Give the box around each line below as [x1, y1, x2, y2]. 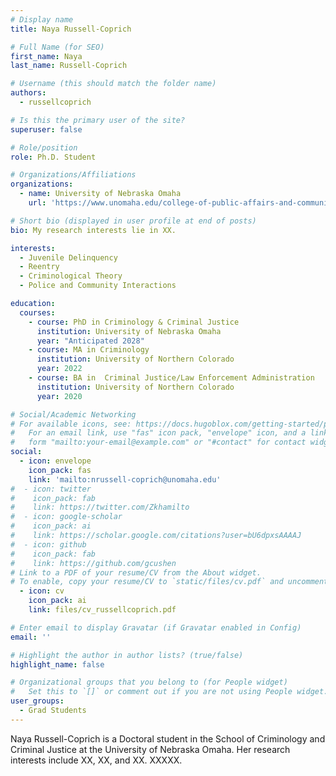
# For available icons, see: [10, 419, 132, 429]
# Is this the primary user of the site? [10, 115, 186, 125]
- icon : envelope [19, 456, 92, 466]
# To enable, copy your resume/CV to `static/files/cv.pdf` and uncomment [10, 577, 329, 587]
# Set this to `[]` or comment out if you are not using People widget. [10, 687, 329, 697]
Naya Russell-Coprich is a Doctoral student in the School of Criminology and [10, 732, 326, 745]
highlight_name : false [10, 659, 105, 670]
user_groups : [10, 696, 65, 706]
